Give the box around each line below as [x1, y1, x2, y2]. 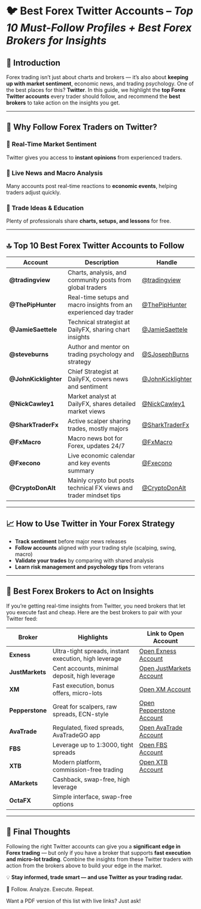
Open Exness [139, 647, 176, 655]
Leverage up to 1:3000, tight [52, 740, 133, 749]
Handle [156, 258, 178, 267]
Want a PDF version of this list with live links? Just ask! [6, 897, 141, 904]
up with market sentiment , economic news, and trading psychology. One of [6, 80, 194, 87]
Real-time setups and [68, 293, 129, 301]
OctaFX [9, 796, 32, 805]
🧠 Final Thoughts [6, 827, 71, 837]
